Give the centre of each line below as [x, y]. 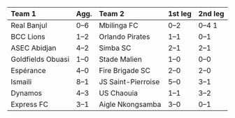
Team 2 [112, 14]
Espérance [29, 70]
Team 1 [23, 14]
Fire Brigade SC [125, 70]
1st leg [180, 14]
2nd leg [211, 14]
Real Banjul [29, 25]
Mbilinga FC [119, 25]
